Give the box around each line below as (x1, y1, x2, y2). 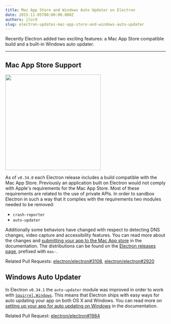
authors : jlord (5, 17, 38, 22)
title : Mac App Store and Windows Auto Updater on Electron (5, 7, 136, 13)
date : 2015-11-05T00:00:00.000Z (5, 12, 74, 17)
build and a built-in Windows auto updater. (5, 41, 94, 47)
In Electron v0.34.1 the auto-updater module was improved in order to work (5, 286, 164, 292)
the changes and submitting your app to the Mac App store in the (5, 238, 142, 244)
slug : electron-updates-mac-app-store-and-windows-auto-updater (5, 21, 145, 27)
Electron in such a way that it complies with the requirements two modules (5, 196, 161, 202)
